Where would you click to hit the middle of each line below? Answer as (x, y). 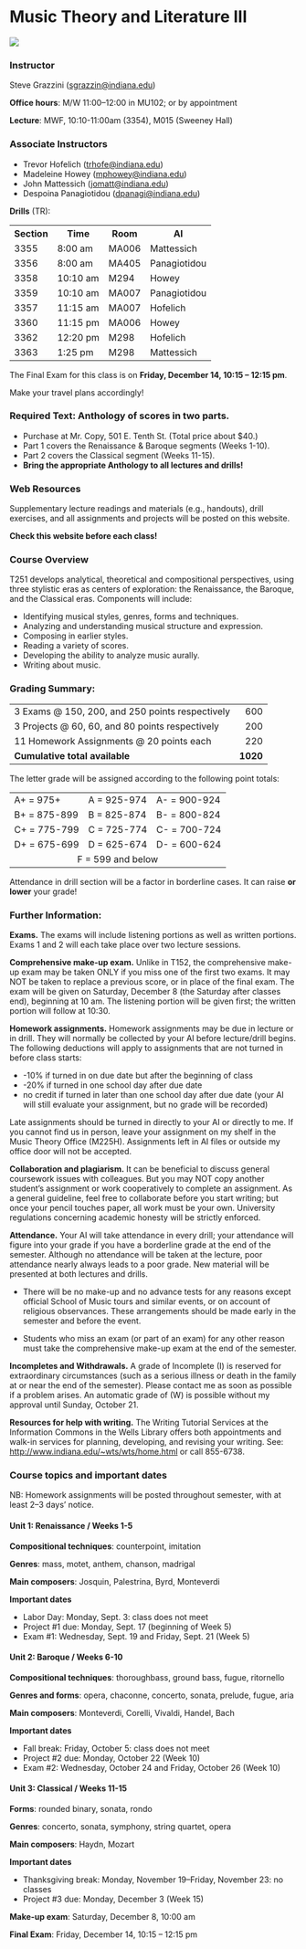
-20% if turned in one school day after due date (112, 1085)
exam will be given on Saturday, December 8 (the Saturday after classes (145, 992)
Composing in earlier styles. (75, 636)
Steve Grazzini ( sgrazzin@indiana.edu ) (83, 85)
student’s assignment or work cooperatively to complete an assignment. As (151, 1188)
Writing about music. (62, 665)
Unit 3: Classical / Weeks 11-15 (69, 1788)
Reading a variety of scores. (76, 646)
